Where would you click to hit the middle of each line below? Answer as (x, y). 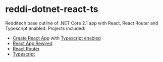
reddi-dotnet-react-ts (52, 9)
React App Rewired (33, 43)
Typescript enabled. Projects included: (45, 28)
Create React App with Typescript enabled (57, 38)
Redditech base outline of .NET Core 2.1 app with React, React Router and (82, 23)
